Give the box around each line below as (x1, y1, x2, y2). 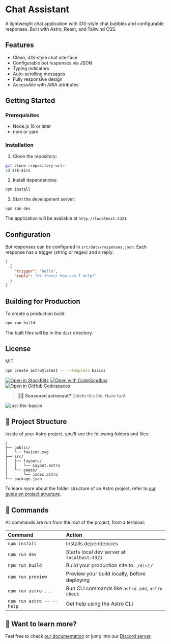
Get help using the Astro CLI (66, 600, 133, 607)
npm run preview (8, 574, 47, 580)
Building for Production (5, 297, 80, 305)
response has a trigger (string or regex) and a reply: (5, 249, 114, 255)
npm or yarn (12, 129, 39, 135)
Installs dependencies (66, 540, 119, 547)
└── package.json (5, 477, 42, 482)
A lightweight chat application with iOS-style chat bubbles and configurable (5, 20, 164, 27)
